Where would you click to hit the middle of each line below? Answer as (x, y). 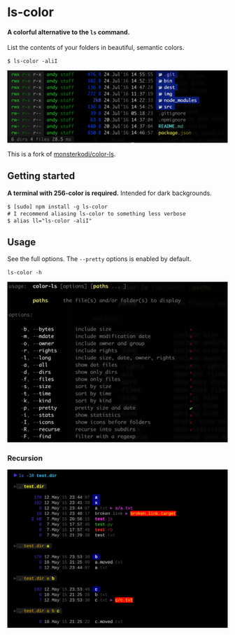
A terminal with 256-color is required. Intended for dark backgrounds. (109, 193)
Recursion (25, 458)
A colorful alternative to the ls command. (69, 32)
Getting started (41, 176)
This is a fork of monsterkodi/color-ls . (62, 154)
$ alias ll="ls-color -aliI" (50, 221)
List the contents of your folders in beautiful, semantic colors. (96, 48)
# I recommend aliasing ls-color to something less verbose (97, 214)
